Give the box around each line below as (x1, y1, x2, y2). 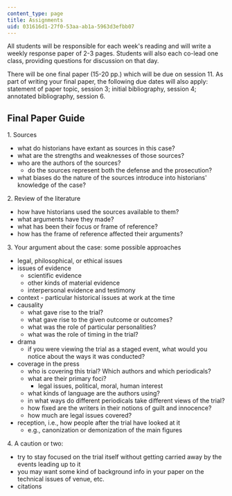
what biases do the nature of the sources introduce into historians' (17, 174, 208, 182)
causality (17, 301, 44, 309)
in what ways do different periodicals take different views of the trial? (27, 396, 225, 405)
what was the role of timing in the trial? (27, 330, 139, 339)
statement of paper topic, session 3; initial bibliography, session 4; (7, 85, 197, 94)
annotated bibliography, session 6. (7, 92, 106, 100)
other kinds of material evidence (27, 278, 121, 287)
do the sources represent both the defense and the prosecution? (27, 166, 213, 175)
